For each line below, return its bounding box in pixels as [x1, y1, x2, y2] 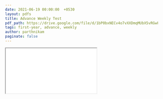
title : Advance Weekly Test [5, 16, 62, 21]
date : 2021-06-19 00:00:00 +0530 [5, 7, 75, 12]
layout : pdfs [5, 12, 32, 16]
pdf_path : [5, 20, 25, 26]
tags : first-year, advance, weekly [5, 25, 77, 30]
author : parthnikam [5, 29, 45, 34]
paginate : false [5, 34, 38, 39]
